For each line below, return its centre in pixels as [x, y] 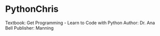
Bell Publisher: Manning [29, 28]
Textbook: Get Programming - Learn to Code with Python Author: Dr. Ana [80, 23]
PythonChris [32, 9]
